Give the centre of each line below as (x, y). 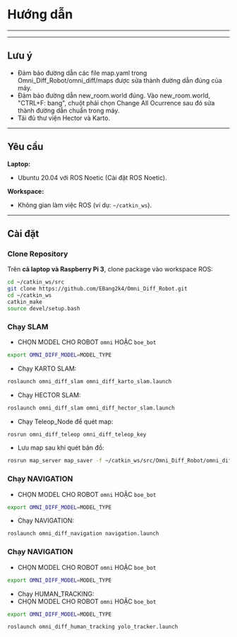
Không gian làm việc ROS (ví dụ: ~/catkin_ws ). (85, 205)
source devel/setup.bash (44, 308)
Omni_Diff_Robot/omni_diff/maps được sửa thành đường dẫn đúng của (120, 80)
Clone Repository (38, 254)
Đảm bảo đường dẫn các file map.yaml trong (82, 73)
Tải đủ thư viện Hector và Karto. (64, 118)
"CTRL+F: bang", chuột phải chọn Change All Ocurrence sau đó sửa (116, 103)
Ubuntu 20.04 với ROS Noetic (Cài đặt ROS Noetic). (92, 177)
